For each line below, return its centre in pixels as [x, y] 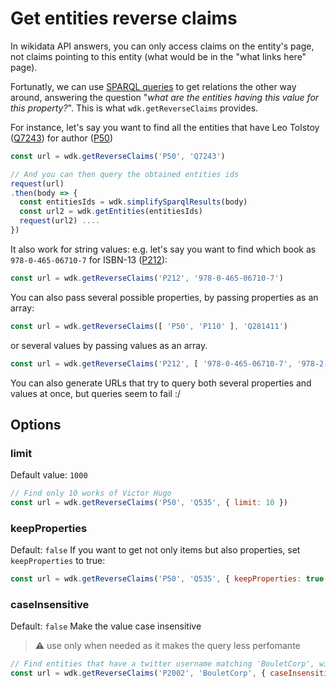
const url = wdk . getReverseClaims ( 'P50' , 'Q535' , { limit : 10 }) [149, 503]
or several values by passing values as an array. [109, 345]
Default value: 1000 [49, 475]
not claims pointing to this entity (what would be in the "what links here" [158, 56]
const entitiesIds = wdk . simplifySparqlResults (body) [133, 202]
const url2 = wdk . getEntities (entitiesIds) [111, 212]
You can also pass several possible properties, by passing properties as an [164, 297]
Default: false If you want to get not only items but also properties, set [155, 550]
